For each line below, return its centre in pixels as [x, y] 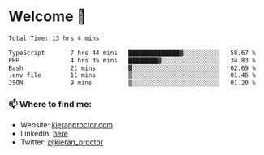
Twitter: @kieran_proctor [62, 142]
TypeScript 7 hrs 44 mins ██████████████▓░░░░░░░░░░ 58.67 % [132, 53]
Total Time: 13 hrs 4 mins [54, 38]
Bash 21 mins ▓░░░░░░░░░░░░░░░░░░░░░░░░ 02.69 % [132, 68]
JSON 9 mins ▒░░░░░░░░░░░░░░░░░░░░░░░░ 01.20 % [132, 83]
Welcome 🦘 [48, 17]
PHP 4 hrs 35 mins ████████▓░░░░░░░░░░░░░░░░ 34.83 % [132, 60]
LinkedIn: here [44, 134]
